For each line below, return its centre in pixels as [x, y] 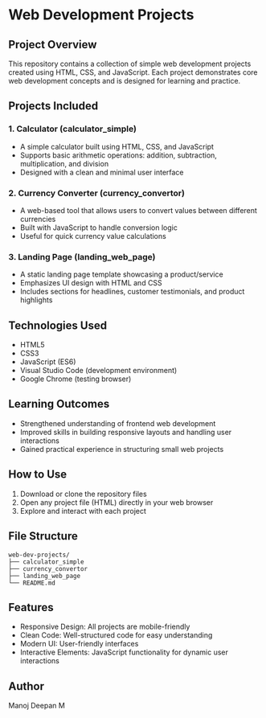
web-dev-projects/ [39, 555]
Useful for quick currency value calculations [93, 236]
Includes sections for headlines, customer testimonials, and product [132, 292]
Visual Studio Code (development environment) [98, 371]
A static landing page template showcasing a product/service [121, 274]
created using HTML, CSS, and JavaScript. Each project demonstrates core [133, 72]
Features [31, 607]
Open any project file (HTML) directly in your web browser [117, 502]
